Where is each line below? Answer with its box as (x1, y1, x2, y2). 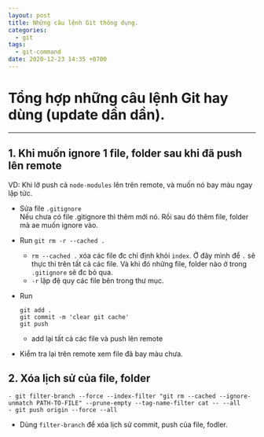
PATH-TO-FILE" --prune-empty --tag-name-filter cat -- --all (36, 399, 241, 407)
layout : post (8, 11, 51, 20)
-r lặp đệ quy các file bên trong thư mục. (31, 276, 164, 285)
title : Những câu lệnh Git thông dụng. (8, 19, 139, 27)
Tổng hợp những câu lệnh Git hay (8, 90, 229, 107)
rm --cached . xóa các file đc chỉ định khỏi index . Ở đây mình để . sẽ (31, 251, 255, 260)
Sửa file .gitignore (19, 204, 82, 213)
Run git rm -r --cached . (19, 235, 105, 244)
